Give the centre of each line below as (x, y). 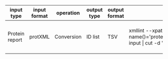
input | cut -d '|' (147, 43)
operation (68, 13)
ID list (93, 37)
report (15, 40)
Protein (16, 33)
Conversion (68, 37)
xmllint (136, 30)
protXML (39, 37)
